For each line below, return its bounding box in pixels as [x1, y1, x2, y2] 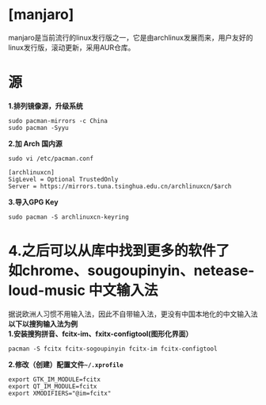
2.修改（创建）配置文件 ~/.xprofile [8, 359, 124, 369]
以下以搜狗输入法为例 [8, 319, 78, 328]
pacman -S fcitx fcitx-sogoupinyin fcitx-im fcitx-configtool [8, 345, 218, 353]
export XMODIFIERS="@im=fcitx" [8, 389, 112, 397]
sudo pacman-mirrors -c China [8, 117, 108, 124]
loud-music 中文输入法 [8, 281, 158, 300]
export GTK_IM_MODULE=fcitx [8, 375, 101, 384]
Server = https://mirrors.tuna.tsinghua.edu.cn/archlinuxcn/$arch [8, 182, 232, 190]
